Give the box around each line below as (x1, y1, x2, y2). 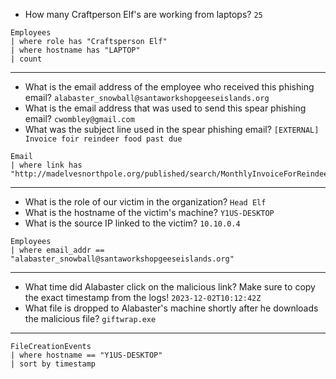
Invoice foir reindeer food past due (24, 134, 183, 144)
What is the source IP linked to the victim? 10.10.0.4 (24, 217, 241, 229)
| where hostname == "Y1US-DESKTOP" (10, 350, 163, 360)
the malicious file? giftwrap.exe (24, 313, 157, 324)
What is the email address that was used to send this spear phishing (24, 102, 307, 114)
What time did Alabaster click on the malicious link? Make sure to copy (24, 281, 316, 293)
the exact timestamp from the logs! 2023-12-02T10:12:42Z (24, 292, 262, 303)
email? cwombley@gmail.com (24, 113, 135, 124)
